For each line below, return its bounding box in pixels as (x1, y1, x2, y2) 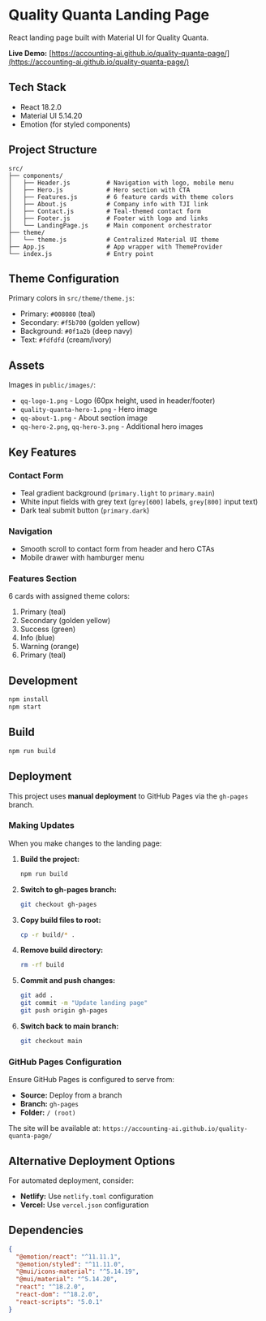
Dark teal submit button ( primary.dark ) (19, 505, 150, 515)
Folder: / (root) (19, 1107, 76, 1118)
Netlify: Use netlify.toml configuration (19, 1191, 154, 1201)
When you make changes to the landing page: (8, 838, 162, 848)
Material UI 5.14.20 (19, 110, 83, 120)
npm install (8, 695, 49, 704)
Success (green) (19, 624, 76, 635)
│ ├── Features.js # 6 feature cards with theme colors (8, 193, 234, 201)
